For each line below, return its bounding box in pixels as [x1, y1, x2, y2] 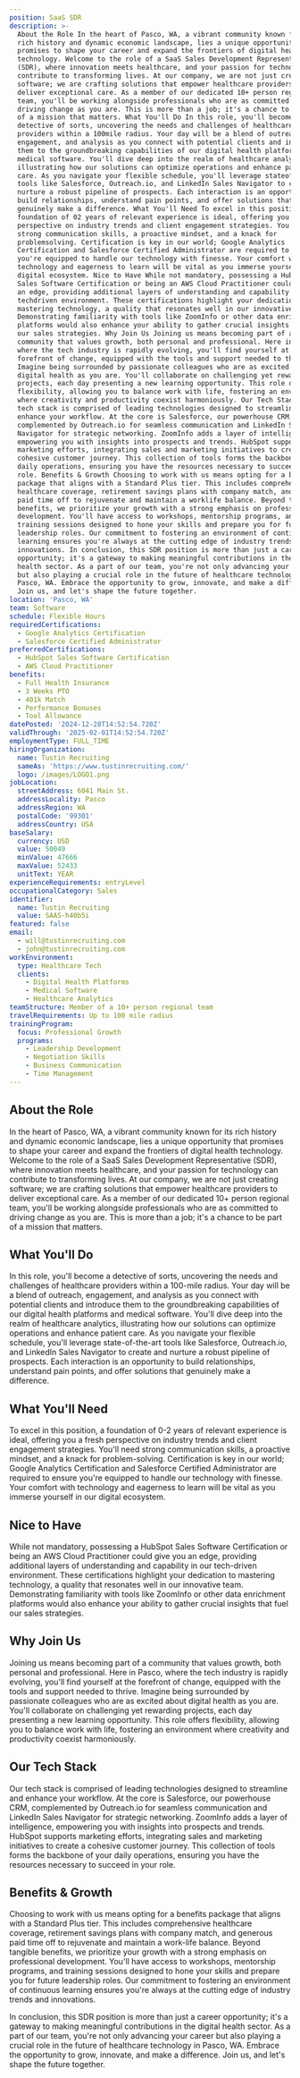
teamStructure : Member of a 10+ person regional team [9, 1003, 214, 1012]
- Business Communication [25, 1061, 122, 1070]
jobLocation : [9, 778, 58, 787]
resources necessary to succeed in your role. [9, 1859, 176, 1870]
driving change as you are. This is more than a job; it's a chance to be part [9, 1211, 283, 1222]
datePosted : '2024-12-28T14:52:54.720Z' [9, 720, 162, 729]
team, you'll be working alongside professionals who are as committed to [9, 1202, 279, 1213]
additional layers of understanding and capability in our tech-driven [9, 1560, 257, 1571]
